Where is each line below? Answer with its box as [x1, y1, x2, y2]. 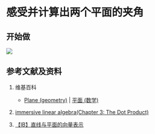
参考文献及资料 [6, 66, 62, 77]
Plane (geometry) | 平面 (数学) [24, 96, 99, 103]
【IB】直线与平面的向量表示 [14, 121, 84, 128]
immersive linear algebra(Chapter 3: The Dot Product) [14, 108, 149, 115]
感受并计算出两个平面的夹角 [6, 5, 144, 19]
